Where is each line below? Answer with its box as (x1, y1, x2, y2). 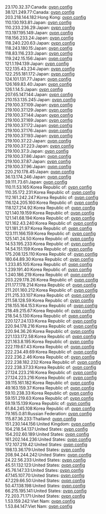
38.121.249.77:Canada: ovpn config (5, 9, 75, 15)
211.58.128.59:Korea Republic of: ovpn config (5, 297, 94, 303)
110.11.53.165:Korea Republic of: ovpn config (5, 184, 92, 190)
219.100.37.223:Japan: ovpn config (5, 143, 74, 149)
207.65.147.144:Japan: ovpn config (5, 92, 73, 97)
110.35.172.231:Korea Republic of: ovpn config (5, 189, 95, 195)
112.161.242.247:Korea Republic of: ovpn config (5, 195, 99, 200)
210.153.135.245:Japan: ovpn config (5, 97, 76, 102)
